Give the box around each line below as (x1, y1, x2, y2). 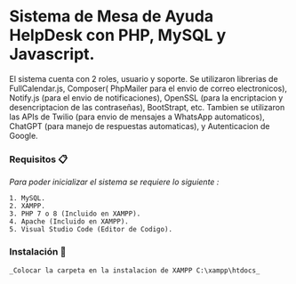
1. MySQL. (9, 194, 46, 203)
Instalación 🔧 (9, 246, 67, 258)
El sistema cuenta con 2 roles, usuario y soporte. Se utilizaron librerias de (9, 73, 278, 84)
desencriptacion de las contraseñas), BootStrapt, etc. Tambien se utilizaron (9, 101, 285, 112)
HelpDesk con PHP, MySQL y (9, 25, 227, 45)
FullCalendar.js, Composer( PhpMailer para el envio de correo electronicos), (9, 83, 287, 93)
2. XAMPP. (9, 202, 46, 211)
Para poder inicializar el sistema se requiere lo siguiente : (9, 176, 220, 188)
